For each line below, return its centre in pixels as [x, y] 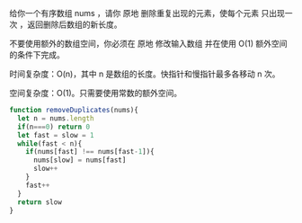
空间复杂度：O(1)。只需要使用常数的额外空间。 [96, 93]
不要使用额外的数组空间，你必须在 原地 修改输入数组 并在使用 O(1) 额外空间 [148, 44]
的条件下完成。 [37, 55]
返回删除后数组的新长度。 [74, 24]
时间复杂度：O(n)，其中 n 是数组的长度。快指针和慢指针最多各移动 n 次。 [145, 74]
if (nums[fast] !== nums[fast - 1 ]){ [90, 152]
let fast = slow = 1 [56, 135]
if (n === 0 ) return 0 [54, 127]
